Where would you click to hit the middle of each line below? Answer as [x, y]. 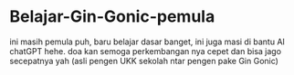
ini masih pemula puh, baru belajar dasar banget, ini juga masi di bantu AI [147, 42]
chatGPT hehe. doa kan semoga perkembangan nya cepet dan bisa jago [145, 51]
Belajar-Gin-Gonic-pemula [112, 17]
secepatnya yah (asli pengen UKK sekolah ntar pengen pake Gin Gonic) [144, 61]
